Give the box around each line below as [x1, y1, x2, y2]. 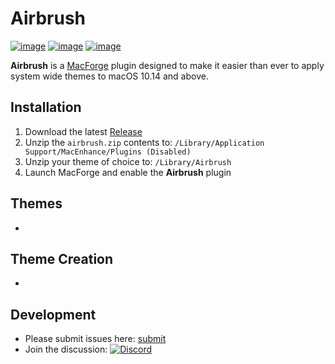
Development [10, 306, 97, 323]
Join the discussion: [24, 343, 108, 356]
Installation [10, 99, 82, 116]
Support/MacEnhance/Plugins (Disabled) [24, 147, 192, 157]
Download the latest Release [24, 125, 143, 137]
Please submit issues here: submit [24, 333, 167, 345]
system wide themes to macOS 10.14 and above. [10, 70, 209, 82]
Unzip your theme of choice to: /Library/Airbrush [24, 155, 232, 167]
